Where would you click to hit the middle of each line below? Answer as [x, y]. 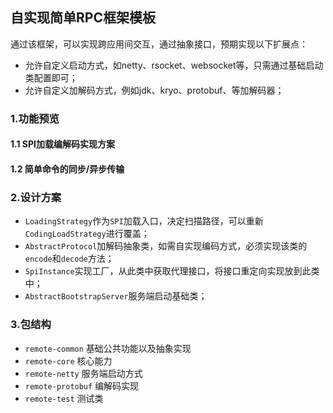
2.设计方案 [36, 197]
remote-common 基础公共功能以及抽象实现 [108, 348]
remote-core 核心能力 [68, 360]
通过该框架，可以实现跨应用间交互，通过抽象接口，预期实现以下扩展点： [159, 44]
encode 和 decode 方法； [69, 259]
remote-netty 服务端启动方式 [83, 373]
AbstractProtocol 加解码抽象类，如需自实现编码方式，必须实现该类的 [166, 246]
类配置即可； [51, 77]
